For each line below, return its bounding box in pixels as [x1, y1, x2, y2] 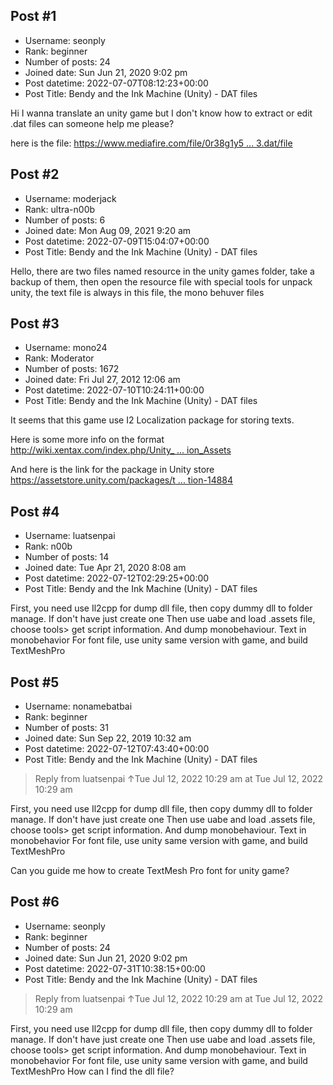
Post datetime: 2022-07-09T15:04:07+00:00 [24, 235, 210, 247]
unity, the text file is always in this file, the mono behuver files [10, 286, 265, 298]
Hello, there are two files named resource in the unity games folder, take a [10, 265, 315, 277]
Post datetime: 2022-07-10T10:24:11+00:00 [24, 384, 205, 396]
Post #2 [10, 166, 60, 183]
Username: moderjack [24, 192, 117, 204]
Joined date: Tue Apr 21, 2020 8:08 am [24, 562, 187, 574]
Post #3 [10, 315, 60, 333]
